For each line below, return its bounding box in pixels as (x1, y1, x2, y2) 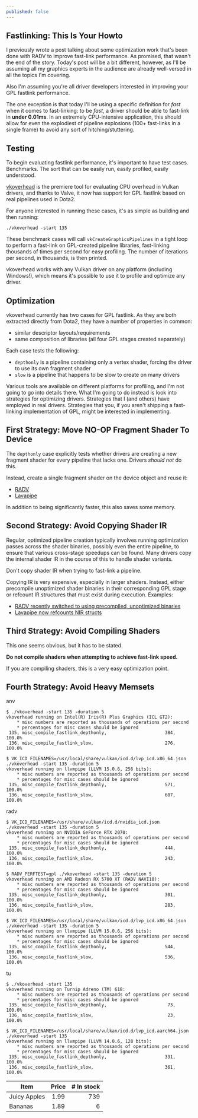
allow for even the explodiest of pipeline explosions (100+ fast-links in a (6, 120, 181, 127)
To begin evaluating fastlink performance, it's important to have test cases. (6, 159, 189, 166)
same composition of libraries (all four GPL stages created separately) (14, 336, 186, 343)
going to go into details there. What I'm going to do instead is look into (6, 389, 177, 396)
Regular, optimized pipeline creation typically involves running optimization (6, 536, 189, 544)
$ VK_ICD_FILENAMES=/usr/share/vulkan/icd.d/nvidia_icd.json (6, 820, 160, 825)
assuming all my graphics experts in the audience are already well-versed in (6, 65, 192, 72)
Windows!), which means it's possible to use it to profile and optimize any (6, 272, 186, 279)
